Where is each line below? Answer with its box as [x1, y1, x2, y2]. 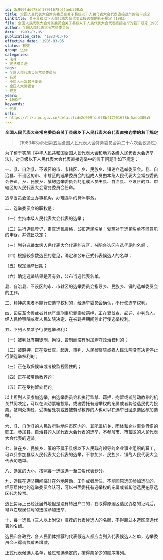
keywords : [5, 102, 25, 107]
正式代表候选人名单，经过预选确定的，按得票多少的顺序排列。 [5, 549, 129, 556]
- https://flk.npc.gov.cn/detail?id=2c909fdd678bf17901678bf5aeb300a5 [5, 115, 151, 120]
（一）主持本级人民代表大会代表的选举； [5, 215, 86, 221]
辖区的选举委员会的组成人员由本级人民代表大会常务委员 [47, 172, 158, 178]
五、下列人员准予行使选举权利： [5, 326, 69, 332]
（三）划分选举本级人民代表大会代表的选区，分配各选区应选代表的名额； [5, 242, 149, 248]
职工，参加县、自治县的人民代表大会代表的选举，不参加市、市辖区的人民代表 [5, 429, 158, 435]
